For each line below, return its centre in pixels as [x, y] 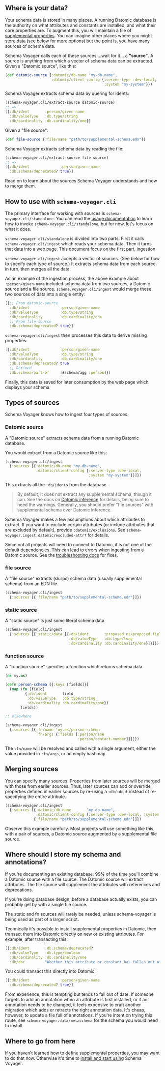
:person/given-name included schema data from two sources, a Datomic [78, 284]
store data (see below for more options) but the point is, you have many [77, 41]
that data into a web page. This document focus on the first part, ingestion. [81, 249]
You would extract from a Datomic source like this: [56, 452]
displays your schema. [28, 387]
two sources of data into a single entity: [45, 294]
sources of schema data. [30, 46]
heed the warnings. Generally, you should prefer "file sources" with [85, 505]
